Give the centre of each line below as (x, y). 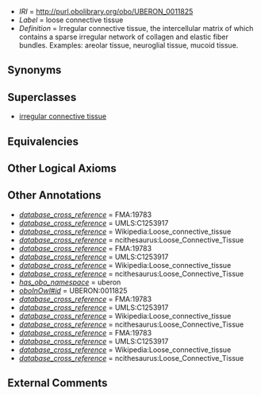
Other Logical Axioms (62, 168)
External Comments (58, 383)
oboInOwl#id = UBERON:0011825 (73, 290)
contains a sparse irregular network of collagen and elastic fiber (124, 37)
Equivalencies (43, 141)
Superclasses (42, 97)
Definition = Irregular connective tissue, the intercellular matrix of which (136, 28)
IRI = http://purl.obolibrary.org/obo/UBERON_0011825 (106, 12)
